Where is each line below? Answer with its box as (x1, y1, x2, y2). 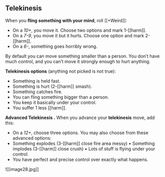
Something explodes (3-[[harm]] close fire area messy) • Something (12, 140, 155, 146)
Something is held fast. (12, 78, 61, 84)
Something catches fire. (12, 88, 63, 95)
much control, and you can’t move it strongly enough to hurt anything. (5, 58, 150, 65)
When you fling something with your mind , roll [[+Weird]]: (5, 17, 127, 23)
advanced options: (12, 135, 51, 141)
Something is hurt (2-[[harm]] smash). (12, 83, 92, 89)
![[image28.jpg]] (5, 166, 39, 172)
